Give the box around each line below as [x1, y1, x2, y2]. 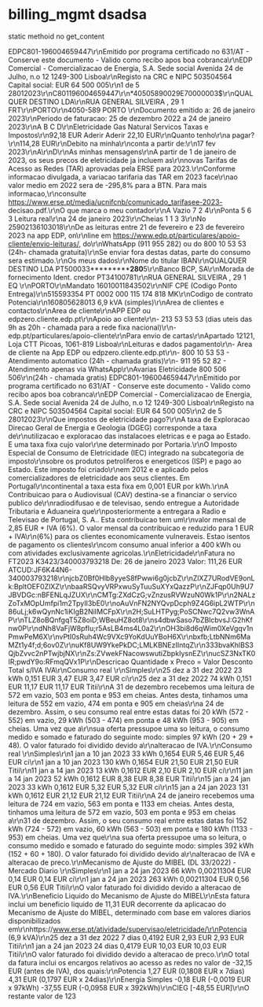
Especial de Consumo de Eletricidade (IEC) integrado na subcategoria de [8, 448, 245, 457]
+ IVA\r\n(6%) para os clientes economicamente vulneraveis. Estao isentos [8, 531, 250, 540]
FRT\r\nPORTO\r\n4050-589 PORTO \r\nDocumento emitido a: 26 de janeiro [8, 105, 255, 115]
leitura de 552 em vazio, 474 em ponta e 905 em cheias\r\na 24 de [8, 699, 225, 708]
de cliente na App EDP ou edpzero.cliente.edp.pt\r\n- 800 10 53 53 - [8, 348, 230, 357]
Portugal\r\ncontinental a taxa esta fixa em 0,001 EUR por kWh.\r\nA [8, 481, 229, 491]
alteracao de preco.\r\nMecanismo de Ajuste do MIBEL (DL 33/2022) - [8, 858, 237, 867]
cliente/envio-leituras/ [8, 238, 79, 249]
